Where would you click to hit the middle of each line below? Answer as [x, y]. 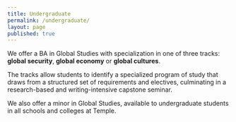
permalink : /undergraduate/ [49, 20]
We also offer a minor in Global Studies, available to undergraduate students [118, 104]
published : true [31, 33]
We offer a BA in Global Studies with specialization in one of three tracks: [114, 54]
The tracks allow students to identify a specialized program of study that [113, 75]
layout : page [26, 27]
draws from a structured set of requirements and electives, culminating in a [117, 83]
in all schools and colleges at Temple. [62, 111]
